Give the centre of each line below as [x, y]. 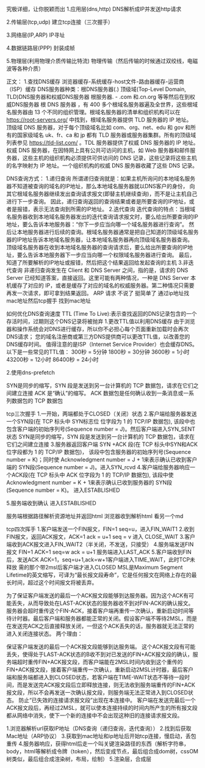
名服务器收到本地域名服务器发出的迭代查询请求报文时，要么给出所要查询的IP [102, 217]
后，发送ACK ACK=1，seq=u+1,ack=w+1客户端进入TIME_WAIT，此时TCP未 [101, 560]
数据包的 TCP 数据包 [37, 401]
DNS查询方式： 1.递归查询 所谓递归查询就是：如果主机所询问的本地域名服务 [101, 178]
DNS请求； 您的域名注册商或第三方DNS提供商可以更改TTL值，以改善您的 [98, 337]
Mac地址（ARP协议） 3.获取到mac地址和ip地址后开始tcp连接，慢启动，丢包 [101, 736]
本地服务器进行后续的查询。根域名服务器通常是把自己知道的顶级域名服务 [108, 232]
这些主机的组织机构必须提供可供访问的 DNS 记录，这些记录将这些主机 [110, 158]
